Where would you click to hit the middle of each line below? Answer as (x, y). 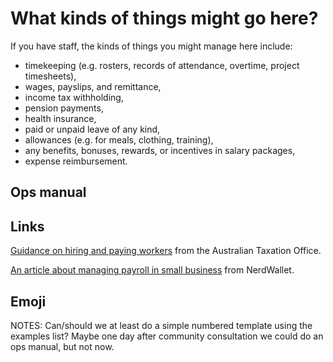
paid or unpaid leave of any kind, (92, 129)
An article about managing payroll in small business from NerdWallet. (152, 270)
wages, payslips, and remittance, (93, 86)
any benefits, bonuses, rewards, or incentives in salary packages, (160, 150)
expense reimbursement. (76, 161)
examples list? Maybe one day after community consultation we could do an (167, 336)
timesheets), (50, 76)
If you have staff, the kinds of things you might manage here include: (151, 46)
